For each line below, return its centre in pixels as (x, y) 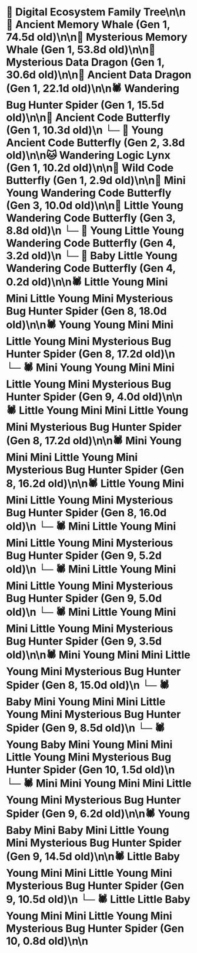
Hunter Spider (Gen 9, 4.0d (73, 397)
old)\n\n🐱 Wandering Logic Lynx (88, 155)
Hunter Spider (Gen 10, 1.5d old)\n (91, 770)
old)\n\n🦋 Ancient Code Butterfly (88, 118)
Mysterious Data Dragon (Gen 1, (85, 62)
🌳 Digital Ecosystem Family (74, 12)
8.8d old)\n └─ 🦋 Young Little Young (95, 231)
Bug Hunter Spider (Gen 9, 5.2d (84, 556)
